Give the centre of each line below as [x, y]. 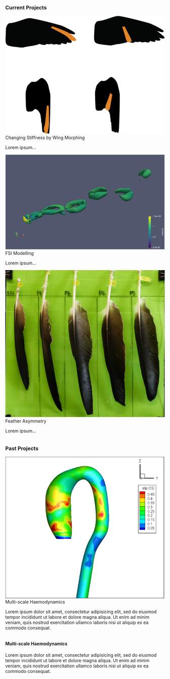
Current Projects [26, 8]
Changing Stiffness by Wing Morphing [45, 137]
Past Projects [22, 448]
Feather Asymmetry [26, 421]
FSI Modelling [19, 253]
